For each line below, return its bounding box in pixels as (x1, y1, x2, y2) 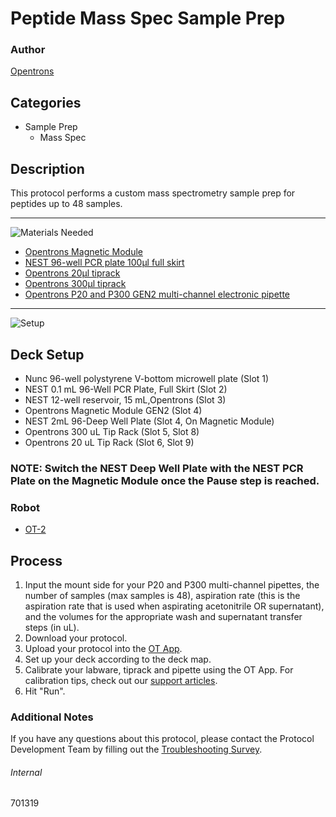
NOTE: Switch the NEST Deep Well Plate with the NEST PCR (10, 461, 304, 475)
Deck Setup (10, 346, 85, 363)
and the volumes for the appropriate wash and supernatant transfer (24, 610, 303, 622)
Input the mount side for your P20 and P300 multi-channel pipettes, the (24, 578, 320, 591)
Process (10, 552, 63, 569)
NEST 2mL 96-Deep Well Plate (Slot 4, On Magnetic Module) (24, 415, 275, 427)
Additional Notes (10, 710, 94, 724)
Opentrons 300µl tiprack (24, 278, 127, 290)
